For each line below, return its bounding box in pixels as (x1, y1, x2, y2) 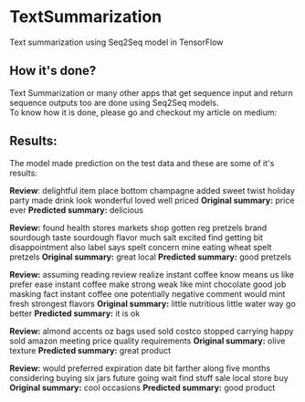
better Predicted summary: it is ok (9, 308, 141, 319)
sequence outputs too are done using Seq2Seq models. (9, 97, 219, 108)
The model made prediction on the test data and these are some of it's (9, 157, 275, 168)
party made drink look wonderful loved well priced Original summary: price (9, 195, 295, 206)
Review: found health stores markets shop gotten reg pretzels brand (9, 222, 268, 233)
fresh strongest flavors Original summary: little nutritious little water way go (9, 298, 297, 309)
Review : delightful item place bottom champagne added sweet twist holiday (9, 185, 295, 196)
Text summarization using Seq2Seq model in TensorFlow (9, 37, 224, 48)
